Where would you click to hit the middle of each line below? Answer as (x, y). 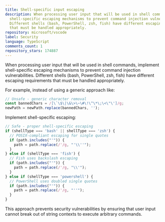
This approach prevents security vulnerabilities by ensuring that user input (80, 209)
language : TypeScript (27, 42)
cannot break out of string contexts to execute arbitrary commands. (74, 214)
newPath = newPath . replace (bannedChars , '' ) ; (52, 108)
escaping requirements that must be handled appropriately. (65, 80)
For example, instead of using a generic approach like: (60, 90)
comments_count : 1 (24, 46)
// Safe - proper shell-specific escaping (49, 126)
